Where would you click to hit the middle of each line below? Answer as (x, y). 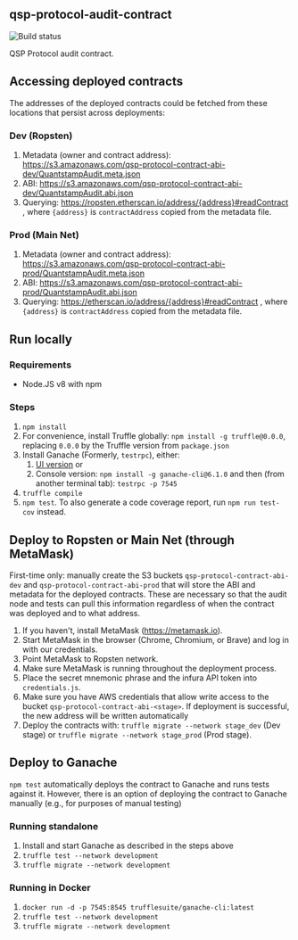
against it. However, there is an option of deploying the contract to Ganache (148, 794)
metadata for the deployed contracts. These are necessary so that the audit (148, 594)
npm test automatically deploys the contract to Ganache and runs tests (140, 784)
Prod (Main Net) (44, 235)
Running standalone (54, 826)
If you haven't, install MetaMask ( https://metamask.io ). (122, 631)
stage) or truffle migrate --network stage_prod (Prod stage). (137, 735)
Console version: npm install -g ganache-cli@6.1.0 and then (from (160, 474)
